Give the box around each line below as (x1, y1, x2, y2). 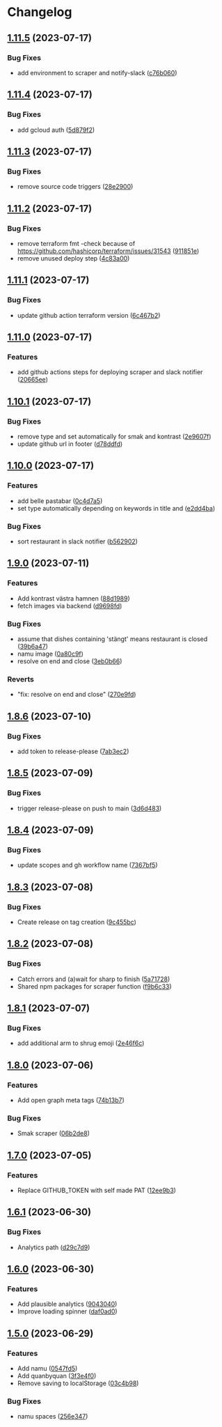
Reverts (7, 674, 35, 684)
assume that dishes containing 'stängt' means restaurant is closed (17, 635, 208, 643)
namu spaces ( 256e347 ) (17, 1412, 88, 1421)
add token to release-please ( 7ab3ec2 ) (17, 747, 129, 755)
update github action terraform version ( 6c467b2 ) (17, 311, 161, 319)
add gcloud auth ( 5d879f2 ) (17, 125, 95, 134)
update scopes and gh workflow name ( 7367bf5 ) (17, 861, 158, 870)
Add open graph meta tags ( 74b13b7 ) (17, 1096, 125, 1104)
